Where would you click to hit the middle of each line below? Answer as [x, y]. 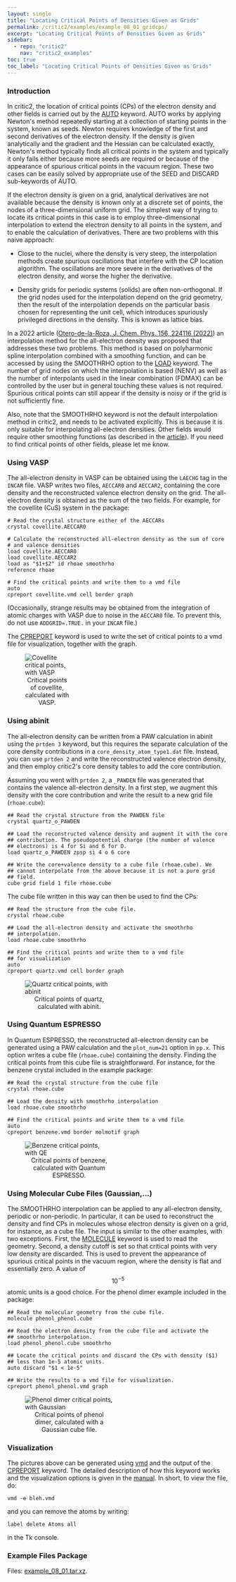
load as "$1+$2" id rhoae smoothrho [61, 564]
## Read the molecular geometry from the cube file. [86, 1312]
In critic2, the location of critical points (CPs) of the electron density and [112, 106]
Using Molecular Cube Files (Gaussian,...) [80, 1194]
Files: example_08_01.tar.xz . [47, 1571]
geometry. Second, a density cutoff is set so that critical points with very [112, 1246]
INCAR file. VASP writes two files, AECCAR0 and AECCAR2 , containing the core [114, 485]
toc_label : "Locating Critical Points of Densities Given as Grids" [110, 66]
